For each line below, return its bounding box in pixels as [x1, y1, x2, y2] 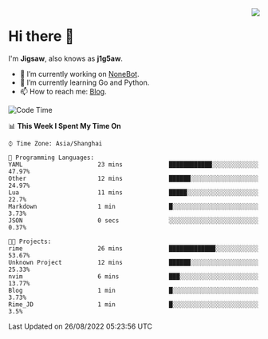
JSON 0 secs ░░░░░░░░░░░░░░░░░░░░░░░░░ [8, 216, 259, 225]
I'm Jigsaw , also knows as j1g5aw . [8, 54, 124, 63]
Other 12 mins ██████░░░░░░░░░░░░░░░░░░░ [8, 174, 259, 182]
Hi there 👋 [8, 27, 74, 46]
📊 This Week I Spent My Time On [8, 121, 121, 130]
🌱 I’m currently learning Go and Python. [19, 78, 150, 87]
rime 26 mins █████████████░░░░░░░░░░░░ [8, 244, 259, 253]
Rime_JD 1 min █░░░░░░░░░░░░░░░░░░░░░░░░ [8, 300, 259, 309]
